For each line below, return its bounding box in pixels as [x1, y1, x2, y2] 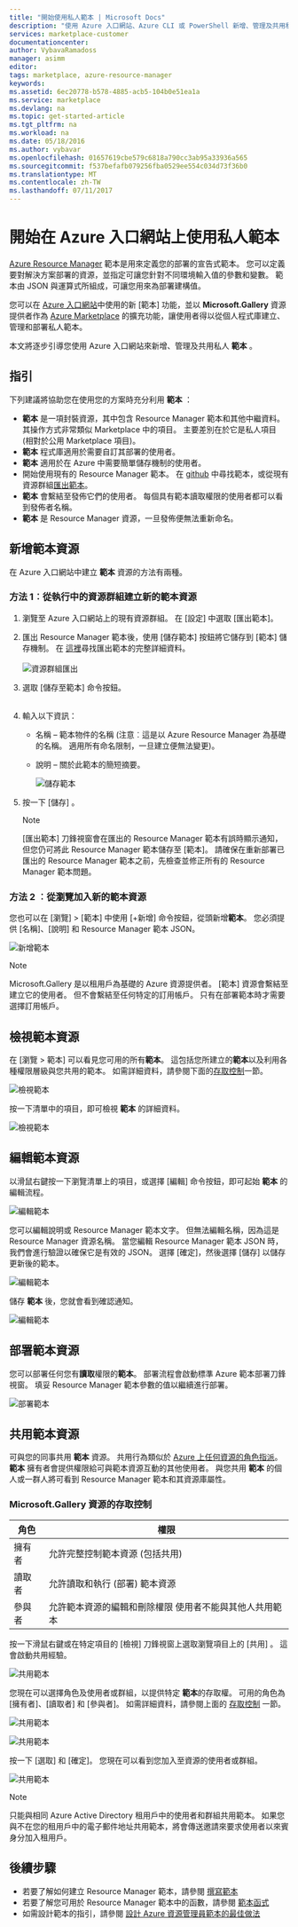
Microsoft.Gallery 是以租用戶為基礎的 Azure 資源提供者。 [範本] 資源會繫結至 [9, 978, 289, 990]
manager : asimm [9, 54, 66, 63]
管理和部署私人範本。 [9, 321, 87, 332]
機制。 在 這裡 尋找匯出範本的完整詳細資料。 [29, 643, 191, 653]
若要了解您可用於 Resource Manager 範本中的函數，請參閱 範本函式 [21, 1897, 270, 1907]
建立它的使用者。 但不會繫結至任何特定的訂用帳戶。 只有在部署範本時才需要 [9, 990, 286, 1000]
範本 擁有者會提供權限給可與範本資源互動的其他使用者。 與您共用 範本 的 [9, 1463, 275, 1473]
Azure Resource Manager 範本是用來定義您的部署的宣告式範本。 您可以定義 [9, 258, 286, 269]
